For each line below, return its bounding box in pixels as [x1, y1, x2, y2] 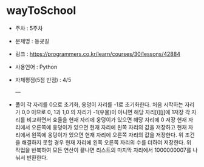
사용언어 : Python [15, 63, 58, 70]
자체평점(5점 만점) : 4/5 [15, 76, 72, 83]
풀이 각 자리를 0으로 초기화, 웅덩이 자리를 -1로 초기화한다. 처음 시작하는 [15, 101, 183, 108]
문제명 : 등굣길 [15, 37, 50, 44]
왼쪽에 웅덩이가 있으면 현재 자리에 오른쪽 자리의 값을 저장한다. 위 [31, 131, 184, 138]
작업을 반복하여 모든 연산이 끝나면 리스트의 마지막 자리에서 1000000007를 [15, 146, 192, 154]
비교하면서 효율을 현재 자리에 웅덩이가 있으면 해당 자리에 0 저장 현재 [26, 116, 187, 123]
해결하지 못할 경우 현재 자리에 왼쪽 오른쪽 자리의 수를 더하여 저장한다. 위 [21, 138, 192, 146]
